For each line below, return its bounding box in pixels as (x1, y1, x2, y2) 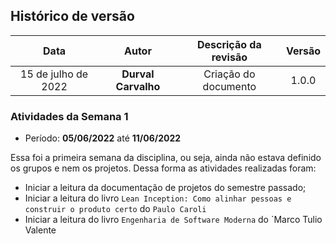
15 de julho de (20, 67, 89, 81)
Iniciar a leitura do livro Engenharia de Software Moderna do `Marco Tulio (24, 214, 323, 226)
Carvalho (115, 79, 161, 93)
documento (202, 79, 257, 93)
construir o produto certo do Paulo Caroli (24, 203, 207, 215)
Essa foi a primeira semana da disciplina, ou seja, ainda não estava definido (10, 152, 322, 164)
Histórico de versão (10, 8, 135, 25)
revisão (211, 50, 248, 64)
